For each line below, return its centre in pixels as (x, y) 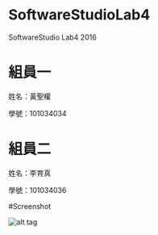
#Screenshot (30, 206)
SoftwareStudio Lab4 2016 (52, 37)
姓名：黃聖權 (29, 96)
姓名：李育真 (29, 173)
